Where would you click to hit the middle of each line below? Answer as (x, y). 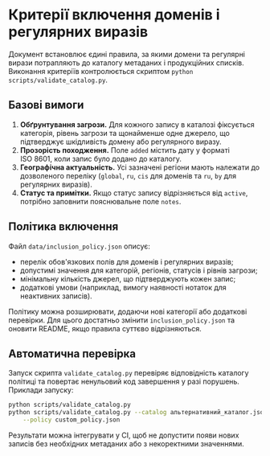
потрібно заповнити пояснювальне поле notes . (100, 201)
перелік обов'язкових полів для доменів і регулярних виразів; (127, 261)
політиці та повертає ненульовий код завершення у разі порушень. (124, 382)
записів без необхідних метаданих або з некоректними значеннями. (127, 444)
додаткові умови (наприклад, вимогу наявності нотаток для (123, 287)
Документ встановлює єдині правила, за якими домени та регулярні (127, 54)
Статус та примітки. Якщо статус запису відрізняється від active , (134, 193)
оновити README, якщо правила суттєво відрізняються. (105, 328)
